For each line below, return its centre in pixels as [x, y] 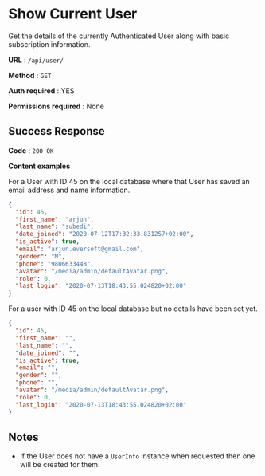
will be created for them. [60, 465]
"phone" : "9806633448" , [55, 264]
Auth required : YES [41, 90]
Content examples [39, 166]
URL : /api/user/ [36, 60]
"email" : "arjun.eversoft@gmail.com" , [80, 249]
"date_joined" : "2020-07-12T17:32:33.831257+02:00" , [105, 234]
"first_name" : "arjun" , [55, 219]
